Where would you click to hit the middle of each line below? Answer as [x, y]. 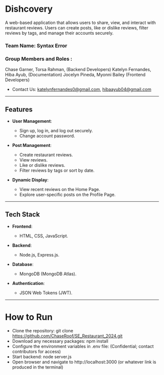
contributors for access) [36, 352]
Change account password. [47, 136]
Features [19, 109]
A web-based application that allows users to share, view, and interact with [81, 23]
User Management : [32, 121]
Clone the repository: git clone [42, 330]
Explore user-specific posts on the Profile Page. [67, 194]
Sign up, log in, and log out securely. [56, 130]
